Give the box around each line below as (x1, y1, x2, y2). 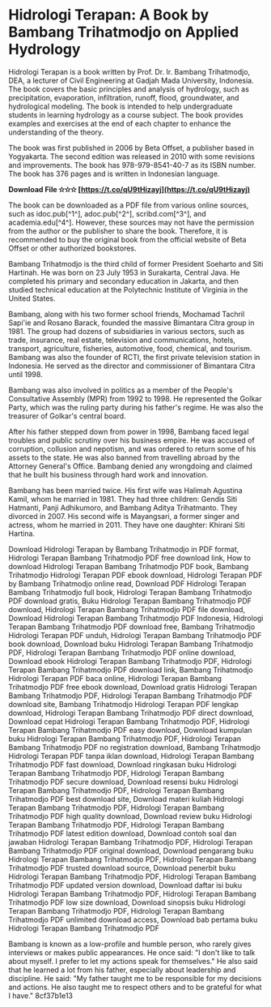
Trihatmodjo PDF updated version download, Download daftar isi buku (8, 880, 243, 889)
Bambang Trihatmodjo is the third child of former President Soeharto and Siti (8, 259, 264, 268)
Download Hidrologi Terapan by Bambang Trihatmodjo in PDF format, (8, 544, 239, 554)
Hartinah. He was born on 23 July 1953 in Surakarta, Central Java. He (8, 268, 240, 277)
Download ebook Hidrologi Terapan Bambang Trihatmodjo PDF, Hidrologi (8, 656, 252, 666)
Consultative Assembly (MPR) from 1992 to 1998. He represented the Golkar (8, 393, 262, 403)
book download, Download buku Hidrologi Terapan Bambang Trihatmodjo (8, 639, 253, 649)
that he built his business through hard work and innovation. (8, 469, 209, 479)
